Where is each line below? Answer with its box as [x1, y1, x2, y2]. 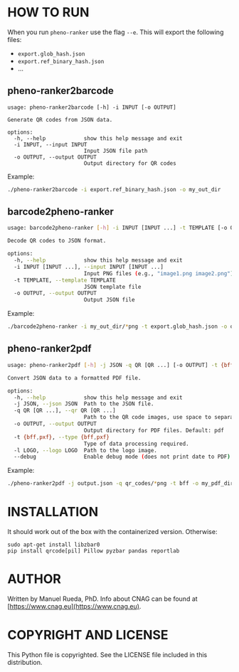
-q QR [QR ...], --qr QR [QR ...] [14, 407, 116, 415]
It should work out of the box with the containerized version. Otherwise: [7, 528, 218, 536]
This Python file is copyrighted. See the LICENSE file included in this [7, 650, 208, 658]
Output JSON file [83, 297, 135, 304]
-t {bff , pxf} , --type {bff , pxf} [14, 433, 110, 441]
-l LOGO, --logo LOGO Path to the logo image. [14, 447, 158, 454]
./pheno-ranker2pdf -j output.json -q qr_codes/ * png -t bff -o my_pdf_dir [7, 480, 234, 487]
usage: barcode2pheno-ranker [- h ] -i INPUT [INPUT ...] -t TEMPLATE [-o [7, 225, 228, 232]
